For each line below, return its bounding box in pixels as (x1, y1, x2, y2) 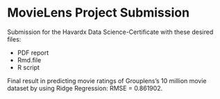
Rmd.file (17, 55, 42, 64)
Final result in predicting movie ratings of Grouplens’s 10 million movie (7, 76, 207, 84)
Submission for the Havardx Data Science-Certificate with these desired (7, 28, 214, 36)
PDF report (17, 48, 49, 57)
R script (17, 63, 40, 71)
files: (7, 35, 22, 43)
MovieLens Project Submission (7, 5, 189, 21)
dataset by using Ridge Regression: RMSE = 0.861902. (7, 84, 163, 92)
